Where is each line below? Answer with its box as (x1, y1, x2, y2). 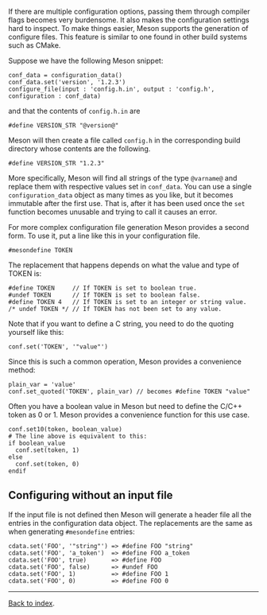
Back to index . (8, 598, 56, 608)
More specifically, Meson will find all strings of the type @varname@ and (8, 173, 238, 182)
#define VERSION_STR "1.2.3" (8, 159, 105, 167)
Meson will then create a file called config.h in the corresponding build (8, 135, 241, 145)
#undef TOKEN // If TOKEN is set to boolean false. (8, 291, 201, 299)
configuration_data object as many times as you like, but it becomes (8, 190, 234, 200)
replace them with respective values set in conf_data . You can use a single (8, 182, 252, 191)
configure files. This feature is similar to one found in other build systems (8, 32, 248, 41)
